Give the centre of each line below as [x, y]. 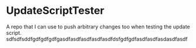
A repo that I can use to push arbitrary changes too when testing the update [98, 27]
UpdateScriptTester [55, 11]
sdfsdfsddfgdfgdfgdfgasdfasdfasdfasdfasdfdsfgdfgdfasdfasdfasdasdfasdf [97, 39]
